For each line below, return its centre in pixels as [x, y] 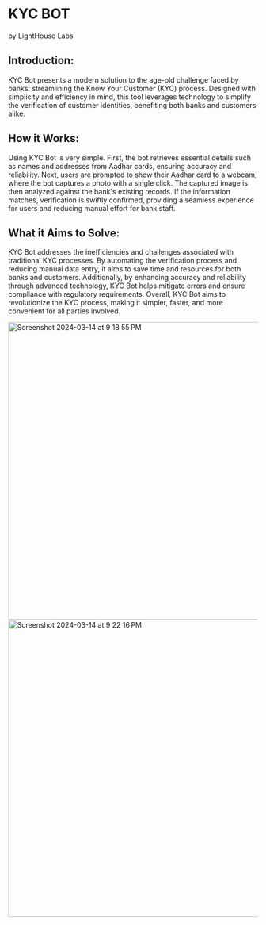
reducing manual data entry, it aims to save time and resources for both [125, 269]
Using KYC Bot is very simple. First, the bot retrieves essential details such [130, 157]
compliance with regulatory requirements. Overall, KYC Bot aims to [117, 294]
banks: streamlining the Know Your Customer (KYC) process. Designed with [132, 88]
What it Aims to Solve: [64, 233]
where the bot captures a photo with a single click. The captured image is [128, 182]
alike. [17, 113]
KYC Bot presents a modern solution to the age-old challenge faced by [123, 79]
